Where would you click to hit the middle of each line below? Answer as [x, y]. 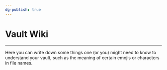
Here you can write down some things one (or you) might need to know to [81, 52]
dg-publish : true [23, 10]
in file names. [19, 63]
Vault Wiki [27, 34]
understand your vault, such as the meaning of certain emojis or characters [83, 58]
